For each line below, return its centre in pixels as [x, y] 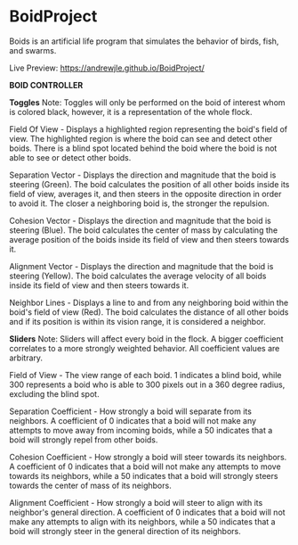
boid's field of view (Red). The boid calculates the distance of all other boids [149, 312]
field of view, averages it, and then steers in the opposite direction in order [145, 194]
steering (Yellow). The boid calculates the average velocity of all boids [138, 276]
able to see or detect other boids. [70, 157]
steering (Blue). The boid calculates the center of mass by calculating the [144, 230]
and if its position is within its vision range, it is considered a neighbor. [137, 321]
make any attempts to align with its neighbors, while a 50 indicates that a [142, 521]
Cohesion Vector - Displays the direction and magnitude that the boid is [140, 220]
